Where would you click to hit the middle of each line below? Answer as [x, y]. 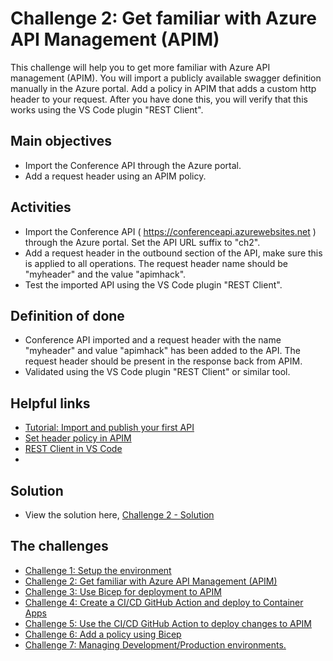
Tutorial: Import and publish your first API [109, 428]
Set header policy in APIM [78, 438]
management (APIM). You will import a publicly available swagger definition [166, 78]
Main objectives [61, 141]
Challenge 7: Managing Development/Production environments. [155, 644]
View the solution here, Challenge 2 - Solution [119, 515]
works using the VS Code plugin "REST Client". [107, 109]
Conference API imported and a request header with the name [153, 340]
